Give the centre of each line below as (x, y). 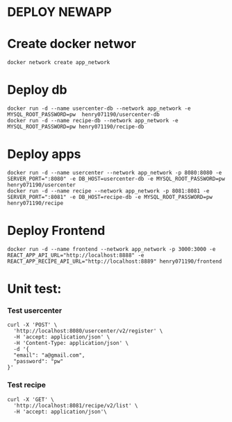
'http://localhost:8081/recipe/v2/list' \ (76, 405)
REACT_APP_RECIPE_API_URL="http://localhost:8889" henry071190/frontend (115, 261)
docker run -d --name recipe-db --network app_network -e (93, 121)
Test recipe (27, 385)
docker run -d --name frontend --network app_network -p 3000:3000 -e (111, 249)
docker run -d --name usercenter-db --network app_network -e (99, 108)
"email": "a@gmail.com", (49, 355)
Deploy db (37, 90)
